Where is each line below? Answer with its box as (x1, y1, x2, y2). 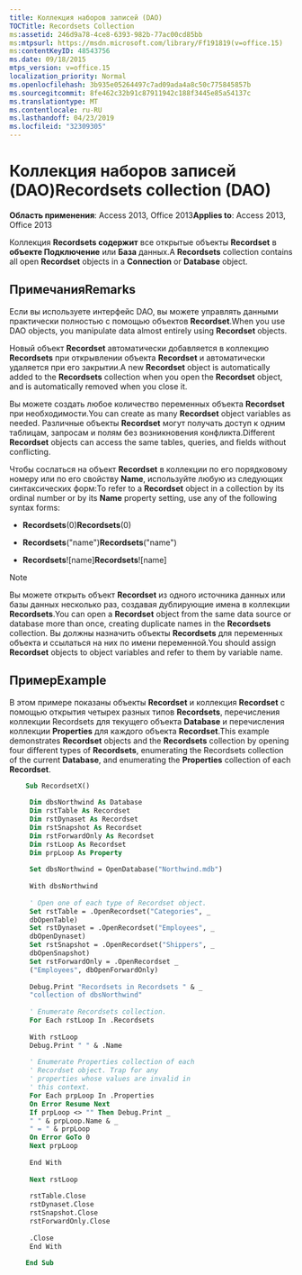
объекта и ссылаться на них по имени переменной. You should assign (9, 637, 277, 648)
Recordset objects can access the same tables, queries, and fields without (9, 436, 287, 447)
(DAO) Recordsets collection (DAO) (9, 180, 271, 201)
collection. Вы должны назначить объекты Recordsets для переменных (9, 627, 283, 638)
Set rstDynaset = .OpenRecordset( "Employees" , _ (29, 924, 216, 933)
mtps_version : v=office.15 (9, 64, 111, 73)
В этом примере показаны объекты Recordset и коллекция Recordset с (9, 697, 286, 707)
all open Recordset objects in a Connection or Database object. (9, 256, 248, 267)
